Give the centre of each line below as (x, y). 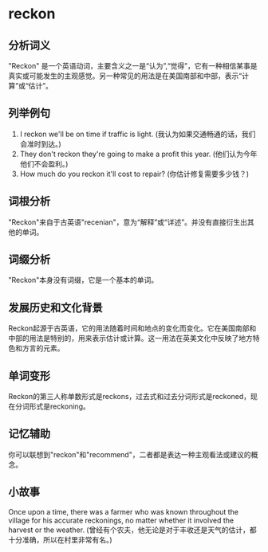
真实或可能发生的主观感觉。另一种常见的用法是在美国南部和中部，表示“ (125, 76)
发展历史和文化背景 (55, 307)
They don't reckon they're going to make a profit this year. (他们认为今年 (138, 154)
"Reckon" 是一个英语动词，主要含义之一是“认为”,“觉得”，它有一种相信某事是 (133, 66)
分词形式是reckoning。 (52, 406)
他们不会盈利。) (44, 163)
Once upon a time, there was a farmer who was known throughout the (124, 511)
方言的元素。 (43, 348)
